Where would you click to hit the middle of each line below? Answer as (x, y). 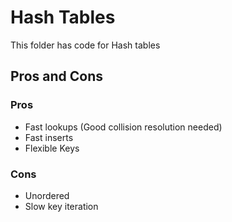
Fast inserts (49, 137)
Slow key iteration (61, 206)
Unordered (47, 195)
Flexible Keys (52, 148)
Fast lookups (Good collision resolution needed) (123, 127)
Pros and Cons (56, 76)
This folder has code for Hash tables (85, 45)
